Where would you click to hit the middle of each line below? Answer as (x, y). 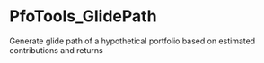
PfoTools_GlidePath (83, 16)
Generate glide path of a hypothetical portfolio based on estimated (132, 41)
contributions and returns (56, 50)
